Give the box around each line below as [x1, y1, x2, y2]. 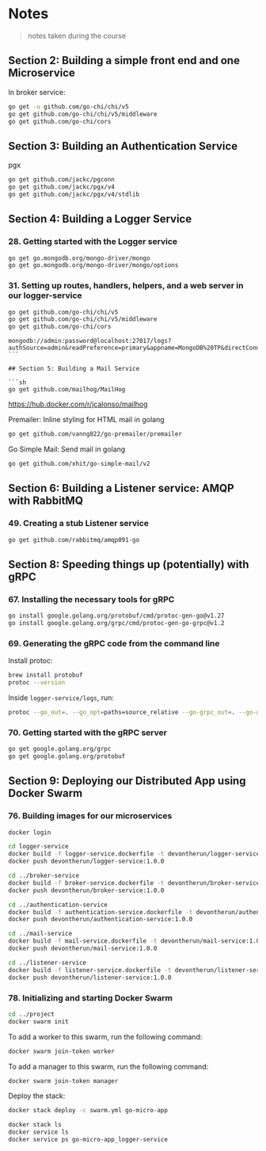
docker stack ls [8, 1121, 62, 1129]
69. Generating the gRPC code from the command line [8, 638, 220, 649]
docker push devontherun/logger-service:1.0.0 [8, 857, 165, 866]
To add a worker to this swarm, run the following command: [8, 1031, 203, 1042]
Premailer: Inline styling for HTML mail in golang [8, 415, 165, 425]
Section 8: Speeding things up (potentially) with [8, 558, 249, 571]
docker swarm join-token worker [8, 1047, 115, 1055]
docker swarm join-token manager [8, 1077, 119, 1085]
